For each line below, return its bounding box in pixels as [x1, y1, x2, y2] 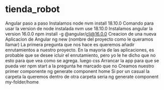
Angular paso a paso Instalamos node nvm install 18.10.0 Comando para [5, 20, 154, 26]
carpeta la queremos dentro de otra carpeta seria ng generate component [5, 73, 159, 79]
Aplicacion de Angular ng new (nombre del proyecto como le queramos [5, 36, 153, 42]
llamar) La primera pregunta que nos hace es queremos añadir [5, 41, 135, 47]
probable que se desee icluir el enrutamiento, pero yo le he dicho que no [5, 52, 156, 58]
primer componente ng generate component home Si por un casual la [5, 68, 150, 74]
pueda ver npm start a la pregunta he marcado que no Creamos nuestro [5, 63, 154, 69]
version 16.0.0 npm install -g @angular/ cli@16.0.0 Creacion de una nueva [5, 31, 157, 37]
